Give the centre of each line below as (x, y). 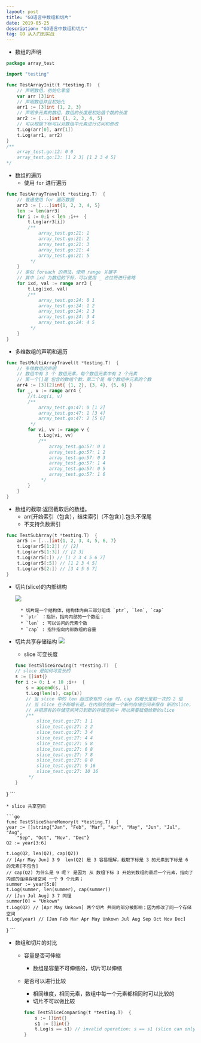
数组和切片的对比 (36, 942)
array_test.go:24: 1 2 (66, 306)
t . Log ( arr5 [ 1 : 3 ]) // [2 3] (51, 552)
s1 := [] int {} (52, 1024)
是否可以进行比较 (45, 981)
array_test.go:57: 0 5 (77, 469)
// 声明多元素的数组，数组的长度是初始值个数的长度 (72, 113)
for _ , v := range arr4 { (49, 391)
